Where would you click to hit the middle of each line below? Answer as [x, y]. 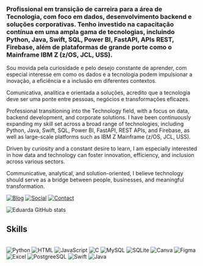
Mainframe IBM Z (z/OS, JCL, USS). [59, 55]
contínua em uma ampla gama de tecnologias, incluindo [91, 32]
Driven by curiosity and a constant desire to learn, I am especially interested [102, 149]
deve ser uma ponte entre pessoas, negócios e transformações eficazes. [98, 99]
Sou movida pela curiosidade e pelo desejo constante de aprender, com [97, 68]
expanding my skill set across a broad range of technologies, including [95, 124]
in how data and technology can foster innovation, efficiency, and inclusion [101, 155]
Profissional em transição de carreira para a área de [84, 9]
